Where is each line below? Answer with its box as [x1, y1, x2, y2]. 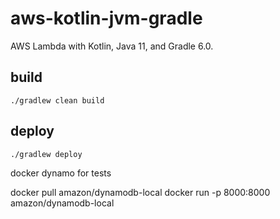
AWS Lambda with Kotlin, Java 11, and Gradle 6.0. [10, 40, 214, 52]
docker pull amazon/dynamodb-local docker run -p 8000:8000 [10, 186, 271, 198]
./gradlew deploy [10, 149, 83, 159]
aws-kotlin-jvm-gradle [10, 7, 203, 30]
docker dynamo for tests [10, 167, 112, 179]
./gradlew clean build [10, 95, 105, 106]
